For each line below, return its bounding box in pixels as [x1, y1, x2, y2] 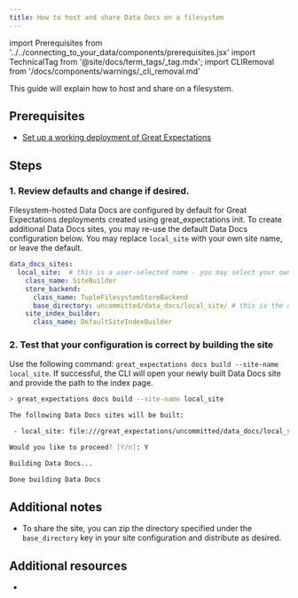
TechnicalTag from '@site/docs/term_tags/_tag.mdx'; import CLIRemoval [9, 56, 275, 67]
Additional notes [9, 499, 103, 515]
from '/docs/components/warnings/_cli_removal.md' [9, 66, 201, 76]
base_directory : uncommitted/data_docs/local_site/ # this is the [32, 301, 284, 310]
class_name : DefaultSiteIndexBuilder [32, 317, 173, 327]
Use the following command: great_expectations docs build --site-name [9, 359, 279, 370]
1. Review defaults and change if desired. [9, 184, 190, 196]
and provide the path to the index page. [9, 378, 153, 388]
